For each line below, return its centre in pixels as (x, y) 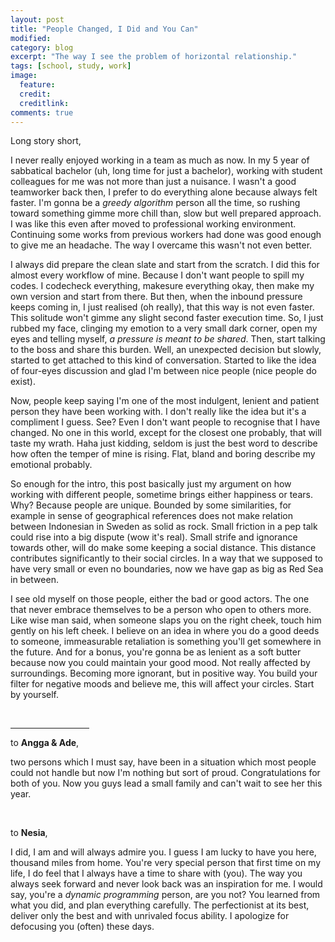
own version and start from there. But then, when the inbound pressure (156, 297)
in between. (34, 580)
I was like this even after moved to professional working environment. (153, 224)
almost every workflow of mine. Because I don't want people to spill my (157, 275)
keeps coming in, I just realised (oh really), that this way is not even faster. (162, 307)
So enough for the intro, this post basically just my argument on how (151, 484)
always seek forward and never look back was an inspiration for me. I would (166, 884)
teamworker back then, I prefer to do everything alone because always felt (164, 192)
